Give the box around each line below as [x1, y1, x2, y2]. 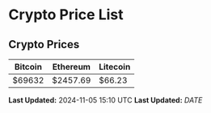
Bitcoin [14, 62, 43, 72]
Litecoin [98, 62, 131, 72]
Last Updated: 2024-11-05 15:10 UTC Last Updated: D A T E [8, 95, 203, 105]
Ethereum [52, 62, 91, 72]
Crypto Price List [8, 6, 124, 24]
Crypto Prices [8, 38, 80, 51]
